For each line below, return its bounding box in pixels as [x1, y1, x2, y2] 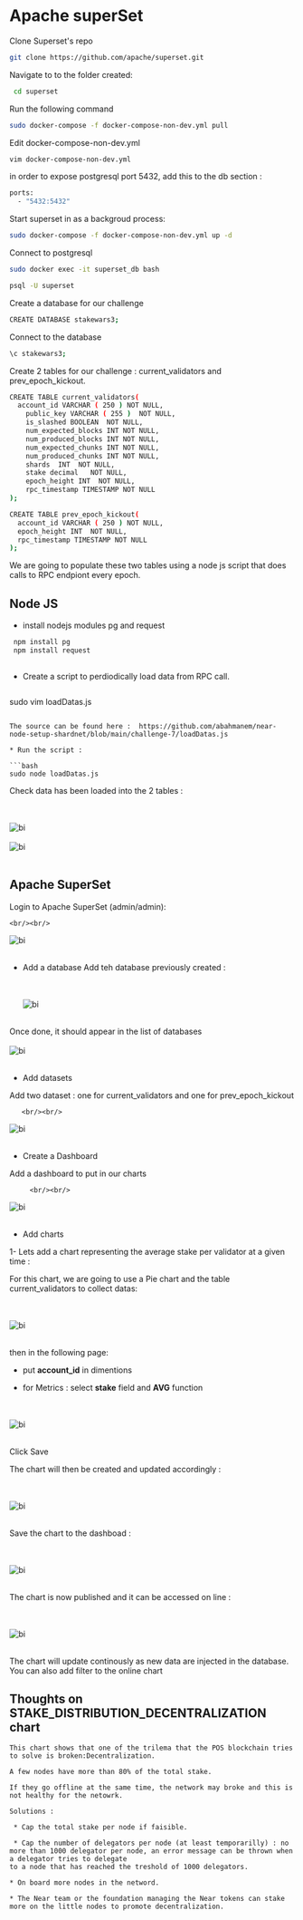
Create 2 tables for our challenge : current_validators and [9, 365, 222, 376]
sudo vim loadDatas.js [9, 696, 92, 707]
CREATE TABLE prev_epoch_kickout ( [9, 509, 140, 519]
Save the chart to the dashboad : [9, 1528, 131, 1539]
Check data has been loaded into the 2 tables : [9, 785, 184, 796]
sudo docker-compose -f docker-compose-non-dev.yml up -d [9, 231, 232, 240]
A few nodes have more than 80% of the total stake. [9, 1768, 213, 1777]
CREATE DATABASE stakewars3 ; [9, 314, 119, 324]
